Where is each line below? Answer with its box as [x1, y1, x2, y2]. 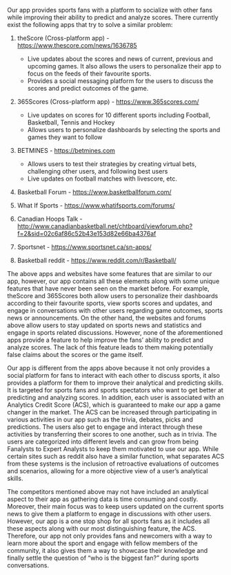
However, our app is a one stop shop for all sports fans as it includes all [7, 517, 210, 525]
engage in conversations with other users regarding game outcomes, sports [7, 307, 223, 314]
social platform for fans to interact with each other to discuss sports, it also [7, 372, 221, 379]
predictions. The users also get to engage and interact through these [7, 423, 203, 431]
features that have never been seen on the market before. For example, [7, 284, 210, 293]
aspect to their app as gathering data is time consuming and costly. [7, 495, 199, 503]
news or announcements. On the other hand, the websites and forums [7, 314, 206, 322]
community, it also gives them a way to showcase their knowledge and [7, 547, 208, 554]
